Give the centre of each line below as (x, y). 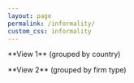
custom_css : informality (50, 31)
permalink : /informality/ (51, 24)
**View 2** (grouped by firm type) (67, 70)
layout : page (30, 16)
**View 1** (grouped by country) (64, 55)
